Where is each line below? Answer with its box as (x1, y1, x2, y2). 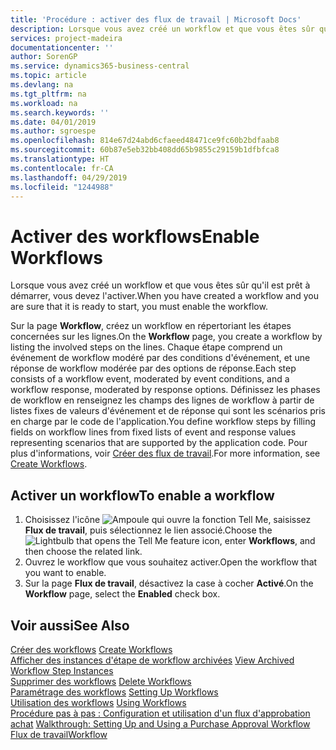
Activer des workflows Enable (10, 225, 260, 248)
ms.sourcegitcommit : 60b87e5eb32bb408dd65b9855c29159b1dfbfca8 (10, 145, 280, 155)
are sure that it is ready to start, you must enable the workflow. (10, 301, 268, 313)
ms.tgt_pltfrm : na (10, 89, 87, 99)
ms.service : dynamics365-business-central (10, 61, 190, 71)
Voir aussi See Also (10, 617, 130, 634)
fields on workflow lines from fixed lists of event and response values (10, 426, 297, 438)
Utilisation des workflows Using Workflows (10, 696, 187, 708)
